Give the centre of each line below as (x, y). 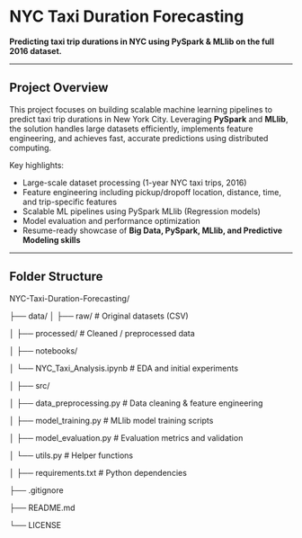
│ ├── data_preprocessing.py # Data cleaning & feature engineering (136, 403)
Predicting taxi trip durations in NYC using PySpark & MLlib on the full (142, 41)
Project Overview (59, 88)
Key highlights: (37, 165)
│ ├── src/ (30, 385)
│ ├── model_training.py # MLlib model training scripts (111, 420)
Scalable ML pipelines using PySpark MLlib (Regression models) (141, 211)
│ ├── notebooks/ (44, 350)
